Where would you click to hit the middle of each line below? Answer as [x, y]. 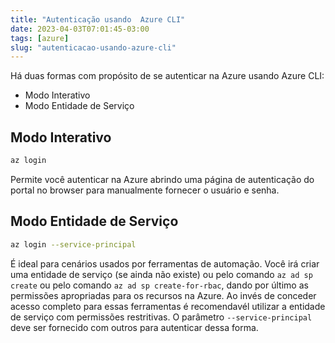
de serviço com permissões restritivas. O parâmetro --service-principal [161, 317]
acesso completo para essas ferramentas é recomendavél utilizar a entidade [168, 306]
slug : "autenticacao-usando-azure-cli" [93, 47]
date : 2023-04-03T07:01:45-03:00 [80, 29]
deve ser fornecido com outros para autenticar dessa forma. [134, 327]
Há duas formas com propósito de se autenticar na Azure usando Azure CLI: [167, 76]
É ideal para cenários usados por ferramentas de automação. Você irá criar [165, 263]
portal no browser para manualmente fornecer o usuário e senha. [145, 190]
